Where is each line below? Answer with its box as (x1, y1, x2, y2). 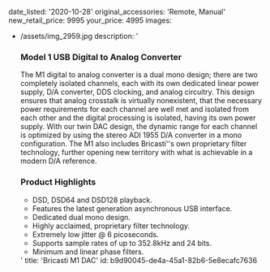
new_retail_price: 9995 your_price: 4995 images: (8, 15, 172, 25)
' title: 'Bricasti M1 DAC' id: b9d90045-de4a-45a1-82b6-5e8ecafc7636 (19, 255, 258, 265)
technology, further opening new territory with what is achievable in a (19, 148, 253, 158)
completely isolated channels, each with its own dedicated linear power (19, 79, 259, 89)
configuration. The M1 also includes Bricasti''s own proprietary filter (19, 139, 247, 149)
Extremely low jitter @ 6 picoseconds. (32, 229, 160, 239)
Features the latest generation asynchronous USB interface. (32, 203, 233, 214)
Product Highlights (19, 176, 96, 188)
